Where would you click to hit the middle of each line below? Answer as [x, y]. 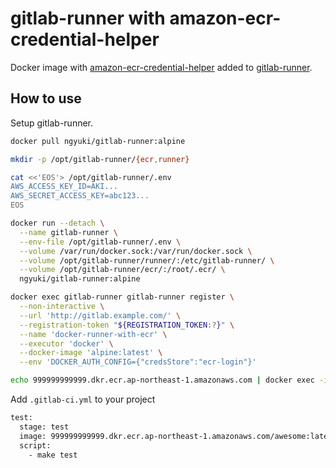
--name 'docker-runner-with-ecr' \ [93, 334]
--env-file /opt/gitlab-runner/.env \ [100, 242]
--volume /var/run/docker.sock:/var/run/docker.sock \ [136, 251]
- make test [53, 455]
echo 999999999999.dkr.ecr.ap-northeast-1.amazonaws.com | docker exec [162, 380]
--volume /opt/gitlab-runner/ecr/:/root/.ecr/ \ [122, 270]
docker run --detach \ [57, 223]
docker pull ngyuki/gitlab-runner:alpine [98, 141]
